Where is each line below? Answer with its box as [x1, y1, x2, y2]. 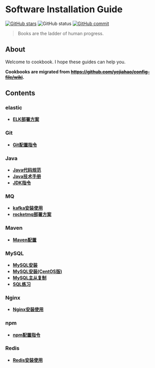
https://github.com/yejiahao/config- [71, 68, 150, 75]
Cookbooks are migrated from [5, 68, 70, 75]
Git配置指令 [12, 141, 37, 148]
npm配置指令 [12, 332, 41, 338]
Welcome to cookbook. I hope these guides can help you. [5, 59, 126, 65]
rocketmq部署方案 [12, 211, 52, 217]
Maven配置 [12, 236, 37, 243]
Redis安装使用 [12, 357, 43, 363]
